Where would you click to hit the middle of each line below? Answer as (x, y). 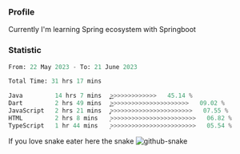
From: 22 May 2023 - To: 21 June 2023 (73, 67)
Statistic (25, 51)
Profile (22, 12)
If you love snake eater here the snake (71, 141)
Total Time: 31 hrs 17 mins (55, 81)
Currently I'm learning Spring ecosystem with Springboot (102, 30)
